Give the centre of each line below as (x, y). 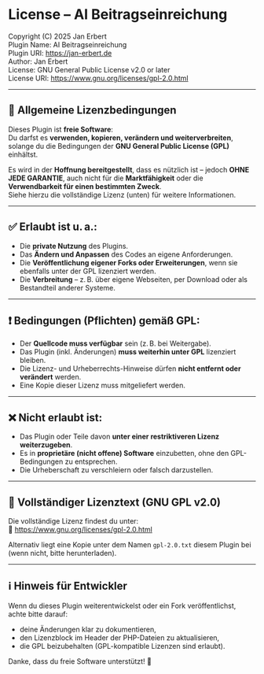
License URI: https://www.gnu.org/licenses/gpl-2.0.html (98, 78)
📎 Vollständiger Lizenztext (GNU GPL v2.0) (115, 502)
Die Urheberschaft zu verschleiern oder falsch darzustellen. (116, 470)
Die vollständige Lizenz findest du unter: (73, 521)
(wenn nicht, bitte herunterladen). (62, 553)
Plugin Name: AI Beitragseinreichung (68, 44)
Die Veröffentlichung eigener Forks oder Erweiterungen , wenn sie (128, 262)
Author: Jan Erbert (38, 61)
